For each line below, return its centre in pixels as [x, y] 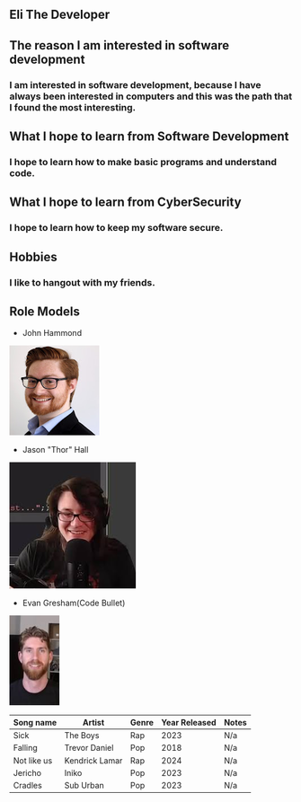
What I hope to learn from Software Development [149, 137]
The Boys [82, 736]
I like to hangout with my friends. [82, 282]
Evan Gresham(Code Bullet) [74, 603]
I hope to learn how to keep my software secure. [116, 228]
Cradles [27, 786]
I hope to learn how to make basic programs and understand [143, 163]
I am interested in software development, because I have [135, 84]
